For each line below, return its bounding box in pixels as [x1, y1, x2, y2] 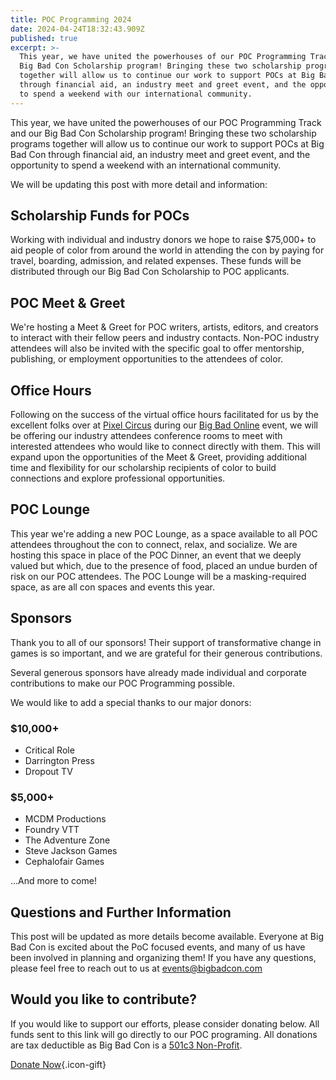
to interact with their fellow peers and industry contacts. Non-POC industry [10, 332, 320, 344]
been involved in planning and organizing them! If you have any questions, [10, 952, 317, 964]
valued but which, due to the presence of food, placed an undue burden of [10, 559, 318, 571]
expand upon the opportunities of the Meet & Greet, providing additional [10, 451, 307, 463]
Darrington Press [24, 754, 95, 766]
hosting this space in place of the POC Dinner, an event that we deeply [10, 549, 302, 561]
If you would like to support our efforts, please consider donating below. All [10, 1017, 320, 1030]
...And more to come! [10, 875, 97, 887]
